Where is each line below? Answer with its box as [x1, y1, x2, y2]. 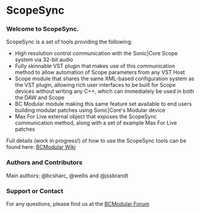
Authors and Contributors [6, 158, 82, 167]
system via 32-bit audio [14, 56, 73, 63]
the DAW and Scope [14, 94, 64, 101]
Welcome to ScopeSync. [6, 25, 79, 33]
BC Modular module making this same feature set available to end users [14, 101, 192, 108]
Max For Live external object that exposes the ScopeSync [14, 113, 157, 120]
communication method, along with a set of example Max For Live [14, 120, 177, 127]
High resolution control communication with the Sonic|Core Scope [14, 50, 178, 57]
